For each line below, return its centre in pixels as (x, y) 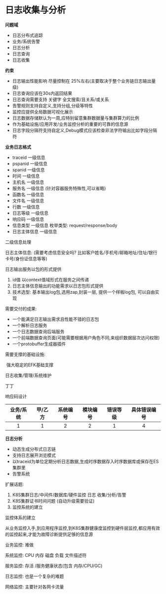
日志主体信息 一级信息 (35, 231)
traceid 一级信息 (29, 157)
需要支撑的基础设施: (25, 354)
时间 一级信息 (26, 176)
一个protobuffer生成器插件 (39, 344)
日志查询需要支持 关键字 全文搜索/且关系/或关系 (61, 99)
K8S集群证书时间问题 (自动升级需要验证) (53, 501)
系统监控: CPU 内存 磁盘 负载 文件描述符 (46, 555)
